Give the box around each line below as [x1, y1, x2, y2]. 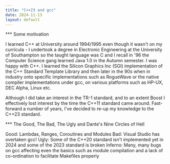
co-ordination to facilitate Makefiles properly [5, 153, 99, 159]
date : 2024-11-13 [5, 12, 42, 17]
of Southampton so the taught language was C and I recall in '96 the [5, 52, 150, 58]
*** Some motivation [5, 31, 49, 38]
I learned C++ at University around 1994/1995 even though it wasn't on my [5, 41, 163, 47]
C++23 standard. [5, 111, 41, 117]
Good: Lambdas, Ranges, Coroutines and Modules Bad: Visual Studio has [5, 131, 160, 137]
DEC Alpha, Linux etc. [5, 85, 51, 91]
